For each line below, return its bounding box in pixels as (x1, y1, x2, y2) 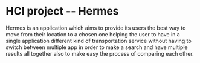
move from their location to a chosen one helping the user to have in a (5, 30, 181, 38)
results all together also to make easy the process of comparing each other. (5, 50, 194, 57)
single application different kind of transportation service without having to (5, 37, 192, 44)
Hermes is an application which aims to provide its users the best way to (5, 24, 186, 31)
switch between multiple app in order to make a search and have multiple (5, 44, 188, 51)
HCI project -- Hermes (5, 4, 119, 18)
